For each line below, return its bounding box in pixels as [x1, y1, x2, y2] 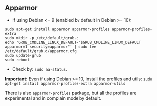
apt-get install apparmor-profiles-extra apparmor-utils [5, 81, 126, 86]
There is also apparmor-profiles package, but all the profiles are [5, 90, 137, 96]
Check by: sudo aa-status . [12, 66, 67, 72]
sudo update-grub [5, 53, 41, 58]
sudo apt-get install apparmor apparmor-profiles [5, 27, 110, 32]
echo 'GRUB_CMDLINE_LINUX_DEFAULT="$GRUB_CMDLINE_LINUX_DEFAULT [5, 40, 141, 45]
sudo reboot [5, 57, 30, 62]
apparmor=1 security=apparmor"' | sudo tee [5, 44, 97, 49]
